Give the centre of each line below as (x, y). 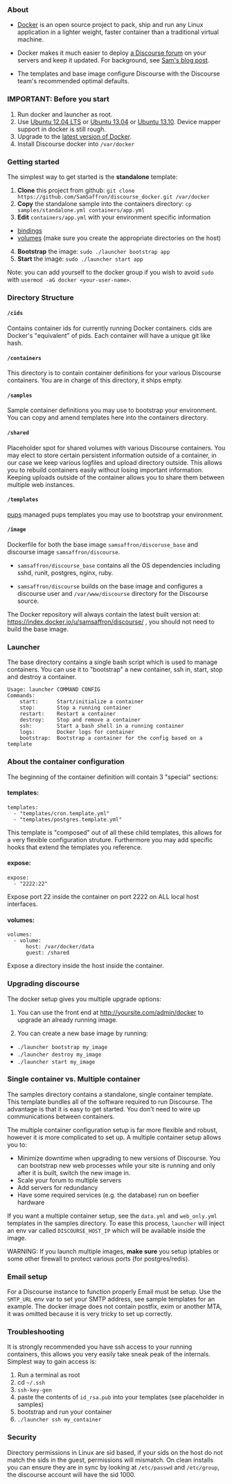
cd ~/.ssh (31, 1383)
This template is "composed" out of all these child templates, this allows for (115, 832)
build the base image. (38, 629)
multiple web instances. (41, 484)
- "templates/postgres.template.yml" (68, 819)
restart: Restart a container (68, 714)
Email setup (27, 1277)
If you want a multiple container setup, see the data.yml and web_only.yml (112, 1216)
